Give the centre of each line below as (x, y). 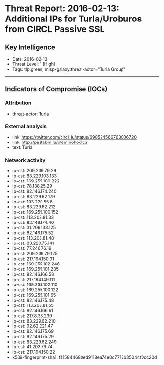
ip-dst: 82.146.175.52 (33, 233)
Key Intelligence (30, 47)
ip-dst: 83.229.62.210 (34, 321)
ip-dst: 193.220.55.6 (32, 202)
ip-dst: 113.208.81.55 (33, 305)
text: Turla (22, 147)
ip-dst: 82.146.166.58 (33, 274)
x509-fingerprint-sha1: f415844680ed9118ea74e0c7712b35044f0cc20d (84, 357)
